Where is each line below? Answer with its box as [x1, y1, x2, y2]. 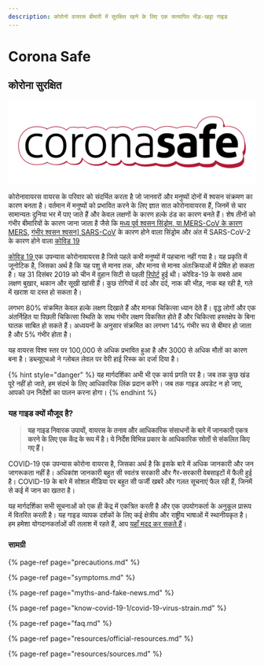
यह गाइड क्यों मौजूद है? [8, 408, 74, 419]
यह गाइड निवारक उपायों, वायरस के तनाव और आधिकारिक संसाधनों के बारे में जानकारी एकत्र [27, 426, 248, 435]
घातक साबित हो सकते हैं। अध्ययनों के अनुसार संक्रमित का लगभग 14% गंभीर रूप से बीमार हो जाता [8, 320, 251, 330]
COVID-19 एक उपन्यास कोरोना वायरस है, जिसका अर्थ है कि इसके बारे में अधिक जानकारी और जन [8, 459, 254, 468]
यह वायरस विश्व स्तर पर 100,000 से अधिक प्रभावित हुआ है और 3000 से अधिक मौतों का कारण [8, 345, 247, 354]
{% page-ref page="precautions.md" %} [8, 557, 140, 567]
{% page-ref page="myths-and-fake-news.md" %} [8, 587, 174, 598]
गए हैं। [27, 443, 45, 453]
